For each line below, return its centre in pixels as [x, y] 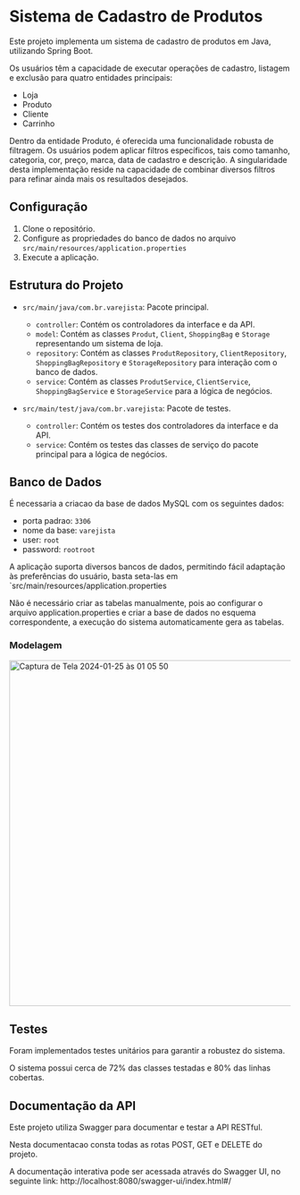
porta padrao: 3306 [56, 521]
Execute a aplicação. [60, 257]
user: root [41, 540]
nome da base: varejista [69, 531]
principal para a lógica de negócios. [101, 454]
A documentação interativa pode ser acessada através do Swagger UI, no [145, 1172]
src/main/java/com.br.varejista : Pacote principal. [116, 307]
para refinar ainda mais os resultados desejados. [99, 179]
